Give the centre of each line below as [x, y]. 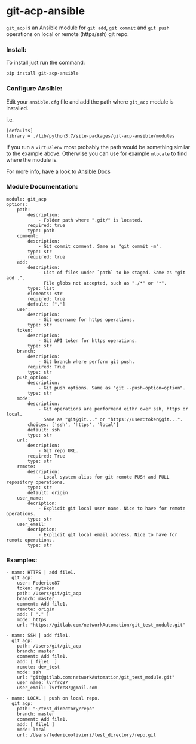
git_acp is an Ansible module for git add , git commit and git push [88, 28]
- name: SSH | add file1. [38, 636]
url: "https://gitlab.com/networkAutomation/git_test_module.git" [101, 625]
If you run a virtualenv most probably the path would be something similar [98, 147]
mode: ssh [29, 672]
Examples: [22, 560]
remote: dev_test [39, 667]
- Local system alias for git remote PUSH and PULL [104, 477]
